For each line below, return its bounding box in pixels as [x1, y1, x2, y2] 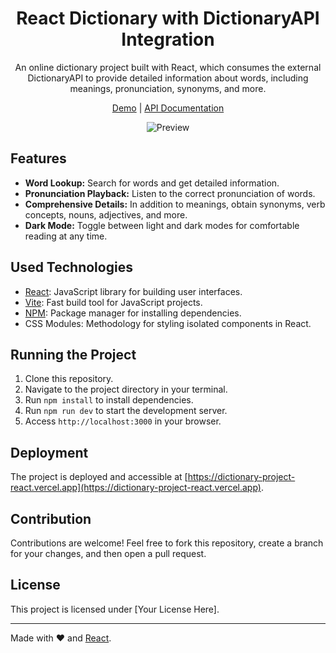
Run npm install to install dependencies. [24, 394, 194, 406]
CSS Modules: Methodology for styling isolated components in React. [24, 317, 312, 329]
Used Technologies [10, 259, 133, 276]
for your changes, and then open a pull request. [10, 548, 207, 559]
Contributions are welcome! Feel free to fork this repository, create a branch [10, 537, 324, 549]
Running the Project [10, 346, 137, 363]
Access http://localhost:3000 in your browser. [24, 415, 222, 427]
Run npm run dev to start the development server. [24, 405, 228, 417]
